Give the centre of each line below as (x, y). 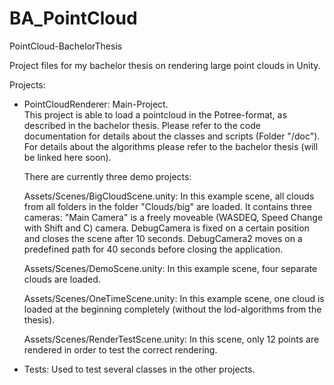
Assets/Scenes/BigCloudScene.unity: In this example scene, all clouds (169, 196)
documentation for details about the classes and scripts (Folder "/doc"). (172, 136)
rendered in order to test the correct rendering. (120, 349)
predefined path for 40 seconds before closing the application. (153, 249)
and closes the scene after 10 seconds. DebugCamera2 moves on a (163, 238)
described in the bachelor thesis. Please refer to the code (142, 125)
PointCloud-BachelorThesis (66, 46)
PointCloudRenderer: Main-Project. (96, 104)
